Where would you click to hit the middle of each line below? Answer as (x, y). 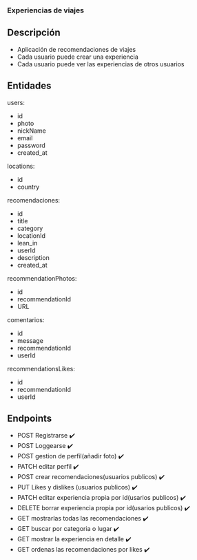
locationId (31, 235)
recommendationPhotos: (42, 278)
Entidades (29, 86)
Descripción (34, 33)
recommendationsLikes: (41, 368)
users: (16, 102)
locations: (21, 166)
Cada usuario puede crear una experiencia (78, 57)
